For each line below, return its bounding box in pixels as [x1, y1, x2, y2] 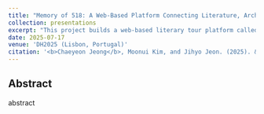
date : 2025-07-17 [8, 33, 65, 42]
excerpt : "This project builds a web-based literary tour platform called [8, 26, 258, 34]
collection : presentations [8, 19, 97, 27]
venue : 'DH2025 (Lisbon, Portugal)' [8, 41, 128, 49]
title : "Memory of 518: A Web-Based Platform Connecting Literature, [8, 11, 241, 20]
